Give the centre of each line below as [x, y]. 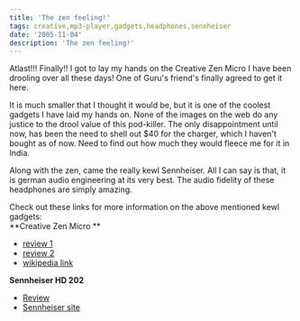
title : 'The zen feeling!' [60, 18]
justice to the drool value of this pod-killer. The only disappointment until [144, 124]
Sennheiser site [51, 307]
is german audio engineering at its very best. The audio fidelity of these [142, 180]
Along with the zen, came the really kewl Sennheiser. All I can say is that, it [148, 170]
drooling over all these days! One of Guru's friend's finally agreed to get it [146, 78]
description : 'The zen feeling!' [72, 43]
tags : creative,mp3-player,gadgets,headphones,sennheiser [120, 26]
